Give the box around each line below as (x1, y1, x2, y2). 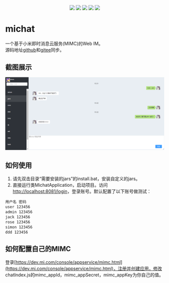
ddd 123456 (5, 229, 28, 235)
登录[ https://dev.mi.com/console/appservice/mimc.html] (5, 259, 123, 265)
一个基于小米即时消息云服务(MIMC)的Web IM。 (5, 41, 103, 47)
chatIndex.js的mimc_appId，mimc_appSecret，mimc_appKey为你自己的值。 (5, 271, 164, 278)
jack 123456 (5, 214, 30, 220)
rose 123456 (5, 219, 30, 225)
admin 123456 (5, 209, 33, 215)
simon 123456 (5, 224, 33, 230)
